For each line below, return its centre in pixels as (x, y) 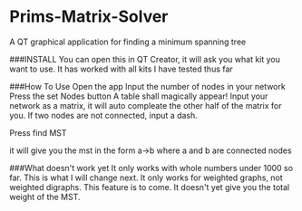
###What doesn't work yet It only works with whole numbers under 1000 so (151, 168)
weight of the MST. (45, 197)
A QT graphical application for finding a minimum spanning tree (128, 42)
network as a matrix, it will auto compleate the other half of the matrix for (146, 105)
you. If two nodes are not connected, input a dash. (103, 115)
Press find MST (38, 132)
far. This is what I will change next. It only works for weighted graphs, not (146, 177)
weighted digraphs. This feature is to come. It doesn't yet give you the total (150, 187)
